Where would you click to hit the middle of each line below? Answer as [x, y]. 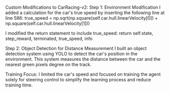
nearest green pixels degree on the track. [48, 64]
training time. [19, 85]
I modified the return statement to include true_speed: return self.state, [79, 33]
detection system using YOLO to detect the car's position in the [72, 54]
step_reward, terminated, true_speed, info [49, 38]
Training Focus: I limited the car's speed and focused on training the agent [83, 74]
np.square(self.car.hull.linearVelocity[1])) [48, 23]
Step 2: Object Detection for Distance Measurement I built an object [76, 48]
